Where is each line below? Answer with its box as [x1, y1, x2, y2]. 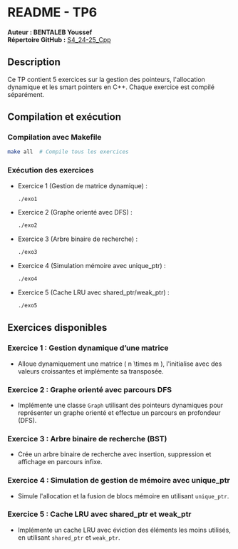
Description [7, 56, 61, 68]
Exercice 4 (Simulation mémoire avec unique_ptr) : [17, 262, 166, 270]
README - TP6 [7, 4, 98, 21]
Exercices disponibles [7, 322, 108, 334]
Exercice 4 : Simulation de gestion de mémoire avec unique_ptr [7, 476, 230, 486]
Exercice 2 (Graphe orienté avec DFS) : [17, 208, 133, 217]
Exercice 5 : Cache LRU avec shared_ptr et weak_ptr [7, 509, 192, 519]
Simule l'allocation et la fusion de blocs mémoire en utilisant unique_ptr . [17, 491, 229, 500]
